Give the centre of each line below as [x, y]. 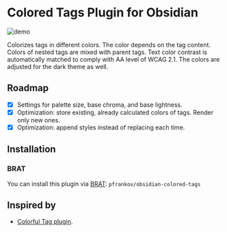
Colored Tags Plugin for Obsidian [103, 13]
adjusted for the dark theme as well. [58, 66]
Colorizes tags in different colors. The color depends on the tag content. [109, 44]
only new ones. [38, 120]
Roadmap [28, 88]
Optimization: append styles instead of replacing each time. [101, 127]
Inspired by [31, 206]
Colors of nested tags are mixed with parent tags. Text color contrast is [107, 52]
